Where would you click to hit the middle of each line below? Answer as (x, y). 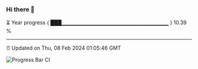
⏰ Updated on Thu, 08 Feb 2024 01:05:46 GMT (64, 48)
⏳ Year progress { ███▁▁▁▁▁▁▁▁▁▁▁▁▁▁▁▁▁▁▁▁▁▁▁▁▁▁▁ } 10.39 (96, 22)
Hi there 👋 (21, 9)
